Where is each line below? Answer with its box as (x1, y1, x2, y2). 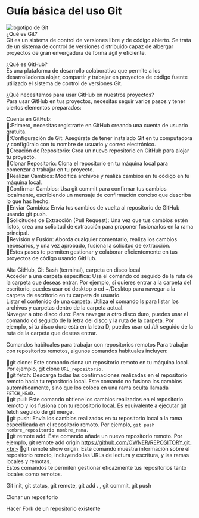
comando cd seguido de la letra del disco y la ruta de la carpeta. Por (6, 317, 174, 324)
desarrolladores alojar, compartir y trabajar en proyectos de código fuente (6, 73, 188, 80)
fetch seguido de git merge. (6, 408, 74, 415)
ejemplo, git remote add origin (6, 439, 80, 446)
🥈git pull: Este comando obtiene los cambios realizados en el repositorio (6, 395, 184, 402)
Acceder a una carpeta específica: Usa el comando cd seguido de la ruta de (6, 272, 194, 279)
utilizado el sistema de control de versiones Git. (6, 79, 123, 87)
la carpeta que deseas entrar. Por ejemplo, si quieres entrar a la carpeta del (6, 279, 192, 286)
